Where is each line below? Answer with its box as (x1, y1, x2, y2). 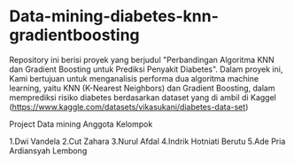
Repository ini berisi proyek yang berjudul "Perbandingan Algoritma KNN (9, 54, 275, 65)
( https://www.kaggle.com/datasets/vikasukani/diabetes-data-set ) (9, 101, 249, 112)
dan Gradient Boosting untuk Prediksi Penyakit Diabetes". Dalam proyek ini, (9, 64, 283, 75)
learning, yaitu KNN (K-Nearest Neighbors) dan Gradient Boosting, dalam (9, 82, 275, 93)
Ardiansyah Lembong (9, 145, 88, 156)
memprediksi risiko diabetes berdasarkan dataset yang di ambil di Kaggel (9, 91, 276, 103)
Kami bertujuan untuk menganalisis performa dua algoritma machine (9, 73, 259, 83)
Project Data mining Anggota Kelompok (9, 118, 153, 130)
